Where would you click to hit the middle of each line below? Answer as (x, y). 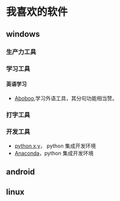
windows (23, 34)
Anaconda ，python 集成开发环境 (54, 153)
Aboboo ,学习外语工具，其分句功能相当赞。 (66, 98)
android (20, 172)
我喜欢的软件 (37, 12)
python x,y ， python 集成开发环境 (55, 146)
